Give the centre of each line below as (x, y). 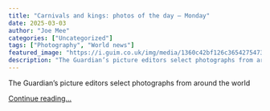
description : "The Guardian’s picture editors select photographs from (131, 61)
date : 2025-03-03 (37, 23)
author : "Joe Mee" (39, 30)
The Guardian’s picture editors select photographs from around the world (129, 83)
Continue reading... (40, 98)
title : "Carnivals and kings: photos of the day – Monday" (109, 16)
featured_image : (35, 53)
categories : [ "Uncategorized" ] (61, 38)
